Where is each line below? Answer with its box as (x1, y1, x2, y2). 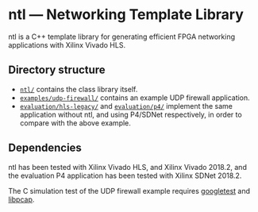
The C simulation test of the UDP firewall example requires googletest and (8, 186, 251, 195)
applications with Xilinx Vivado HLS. (8, 40, 125, 49)
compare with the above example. (19, 118, 131, 128)
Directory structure (8, 64, 106, 77)
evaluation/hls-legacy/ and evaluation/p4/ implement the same (19, 101, 233, 110)
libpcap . (8, 195, 35, 204)
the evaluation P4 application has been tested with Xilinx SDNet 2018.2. (8, 171, 242, 180)
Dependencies (8, 141, 82, 155)
